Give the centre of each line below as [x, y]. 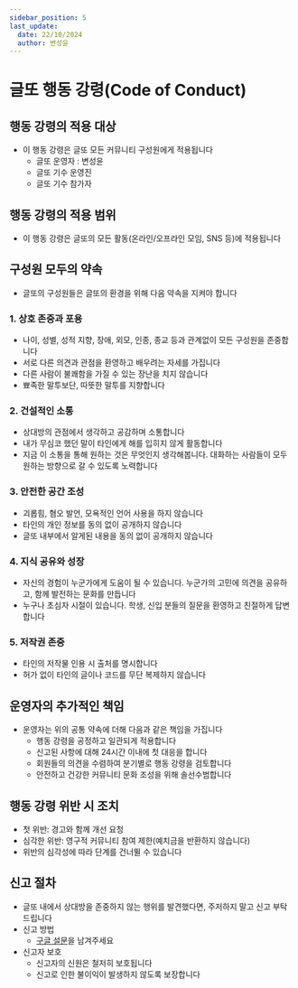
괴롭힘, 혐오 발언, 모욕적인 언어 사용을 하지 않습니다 [112, 513]
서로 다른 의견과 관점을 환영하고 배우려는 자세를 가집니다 [121, 363]
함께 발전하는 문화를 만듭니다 [85, 594]
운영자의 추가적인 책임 [67, 706]
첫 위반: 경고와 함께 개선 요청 [73, 829]
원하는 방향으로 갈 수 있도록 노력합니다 [90, 466]
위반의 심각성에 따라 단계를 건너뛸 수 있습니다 [102, 852]
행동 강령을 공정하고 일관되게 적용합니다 [106, 741]
